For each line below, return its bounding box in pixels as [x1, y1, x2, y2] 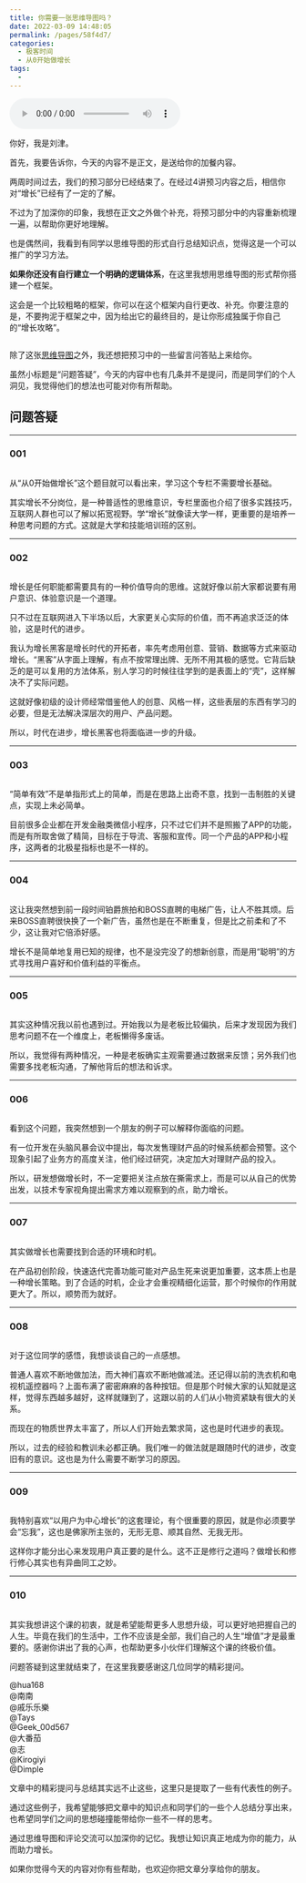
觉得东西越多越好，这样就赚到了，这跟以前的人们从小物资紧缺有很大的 [25, 1391, 289, 1403]
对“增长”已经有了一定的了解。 [9, 188, 121, 199]
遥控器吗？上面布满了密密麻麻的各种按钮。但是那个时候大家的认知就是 [25, 1380, 289, 1391]
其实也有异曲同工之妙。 [33, 1557, 121, 1568]
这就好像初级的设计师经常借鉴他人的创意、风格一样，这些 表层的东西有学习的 [9, 696, 297, 707]
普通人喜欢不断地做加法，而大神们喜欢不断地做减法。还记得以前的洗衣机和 [9, 1368, 289, 1380]
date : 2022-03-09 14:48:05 [9, 22, 112, 31]
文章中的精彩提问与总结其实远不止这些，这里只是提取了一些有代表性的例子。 [9, 1782, 297, 1793]
